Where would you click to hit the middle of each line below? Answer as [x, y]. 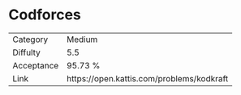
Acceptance [36, 65]
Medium [82, 39]
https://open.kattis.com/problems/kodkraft [147, 78]
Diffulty [26, 52]
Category [30, 39]
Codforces [45, 15]
